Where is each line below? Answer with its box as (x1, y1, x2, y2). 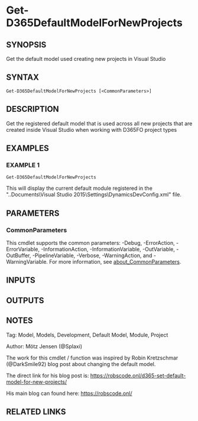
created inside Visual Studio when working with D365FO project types (6, 126, 177, 133)
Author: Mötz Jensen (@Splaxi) (6, 342, 83, 349)
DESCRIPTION (6, 104, 59, 114)
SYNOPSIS (6, 40, 47, 50)
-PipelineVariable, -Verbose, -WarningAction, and (32, 252, 152, 259)
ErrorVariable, (6, 246, 40, 252)
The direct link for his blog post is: (6, 372, 89, 379)
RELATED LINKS (6, 406, 66, 417)
